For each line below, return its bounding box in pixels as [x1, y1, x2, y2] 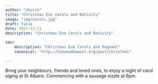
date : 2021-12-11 [5, 26, 42, 31]
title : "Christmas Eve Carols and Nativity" [5, 12, 100, 17]
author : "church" [5, 7, 42, 13]
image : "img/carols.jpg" [5, 17, 57, 22]
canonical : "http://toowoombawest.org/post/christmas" [14, 49, 132, 54]
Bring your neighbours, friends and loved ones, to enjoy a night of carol [5, 67, 153, 73]
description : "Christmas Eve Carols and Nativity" [5, 31, 114, 36]
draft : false [5, 21, 33, 27]
